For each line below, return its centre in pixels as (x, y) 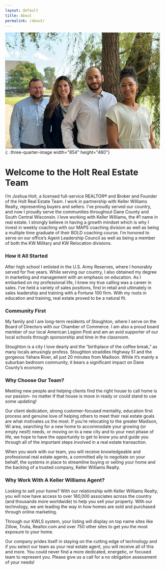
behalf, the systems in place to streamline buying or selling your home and (80, 462)
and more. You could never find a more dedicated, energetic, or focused (78, 552)
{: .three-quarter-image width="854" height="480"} (57, 152)
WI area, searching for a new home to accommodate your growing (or (76, 427)
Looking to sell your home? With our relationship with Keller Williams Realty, (82, 491)
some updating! (21, 401)
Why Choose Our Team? (35, 380)
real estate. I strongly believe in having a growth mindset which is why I (77, 222)
